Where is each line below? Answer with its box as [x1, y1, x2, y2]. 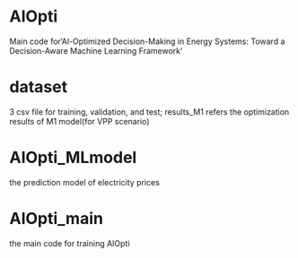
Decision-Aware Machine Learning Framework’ [9, 45, 183, 56]
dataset [9, 77, 68, 98]
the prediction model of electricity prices [9, 176, 160, 187]
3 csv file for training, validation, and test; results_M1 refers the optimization [9, 106, 290, 117]
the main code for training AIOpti [9, 237, 130, 248]
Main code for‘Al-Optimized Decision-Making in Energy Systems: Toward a [9, 36, 285, 47]
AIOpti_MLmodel [9, 148, 137, 168]
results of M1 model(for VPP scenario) [9, 116, 150, 126]
